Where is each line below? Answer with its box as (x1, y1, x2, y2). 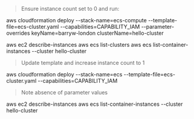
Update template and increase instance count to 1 (21, 59, 145, 66)
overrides (6, 29, 30, 37)
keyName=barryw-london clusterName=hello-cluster (31, 29, 164, 37)
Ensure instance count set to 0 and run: (21, 5, 120, 12)
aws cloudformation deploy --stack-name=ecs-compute (6, 17, 147, 23)
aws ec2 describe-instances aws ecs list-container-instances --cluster (6, 100, 183, 108)
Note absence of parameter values (21, 89, 108, 96)
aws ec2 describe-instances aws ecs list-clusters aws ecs (6, 41, 152, 48)
